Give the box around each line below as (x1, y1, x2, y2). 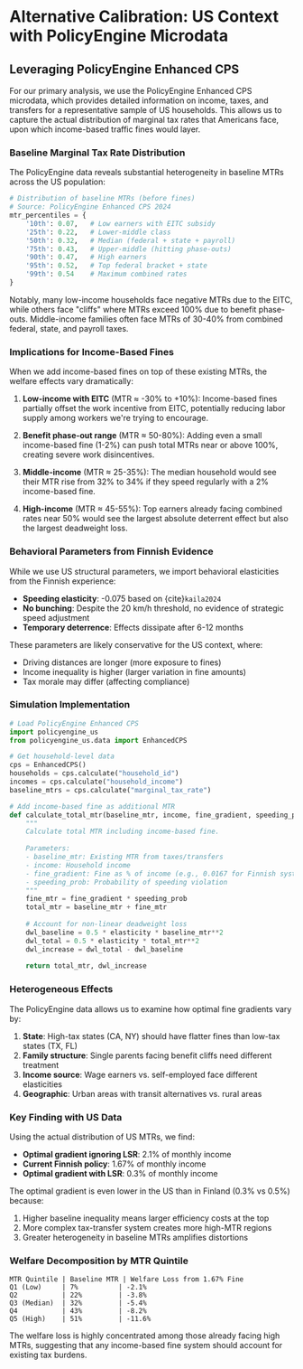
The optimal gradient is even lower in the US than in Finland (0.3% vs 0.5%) (9, 1186, 290, 1196)
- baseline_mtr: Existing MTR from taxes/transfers (25, 852, 224, 862)
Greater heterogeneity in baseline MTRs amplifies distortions (22, 1232, 249, 1242)
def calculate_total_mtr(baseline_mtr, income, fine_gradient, (9, 811, 252, 820)
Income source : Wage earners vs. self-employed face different (22, 1069, 258, 1080)
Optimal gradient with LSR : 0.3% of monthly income (22, 1167, 218, 1178)
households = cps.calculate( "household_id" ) (9, 769, 179, 778)
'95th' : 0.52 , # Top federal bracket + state (25, 261, 207, 270)
